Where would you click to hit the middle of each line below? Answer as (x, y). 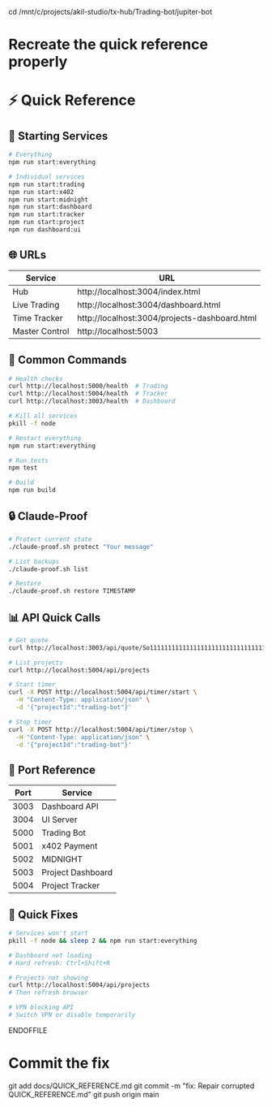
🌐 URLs (28, 255)
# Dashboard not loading (50, 955)
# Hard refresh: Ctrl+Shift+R (59, 963)
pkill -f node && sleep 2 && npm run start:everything (103, 941)
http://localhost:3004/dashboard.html (149, 305)
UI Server (59, 819)
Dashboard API (70, 806)
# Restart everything (45, 438)
